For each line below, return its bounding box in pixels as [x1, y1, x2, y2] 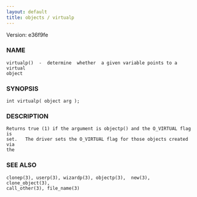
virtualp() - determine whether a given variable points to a [6, 60, 178, 66]
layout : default [6, 8, 47, 15]
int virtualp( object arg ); [6, 98, 80, 105]
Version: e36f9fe [6, 31, 48, 38]
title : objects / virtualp [6, 15, 75, 21]
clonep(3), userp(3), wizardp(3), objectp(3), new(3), [6, 175, 150, 181]
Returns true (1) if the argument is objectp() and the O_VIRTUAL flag [6, 126, 191, 132]
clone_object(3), [6, 179, 50, 186]
